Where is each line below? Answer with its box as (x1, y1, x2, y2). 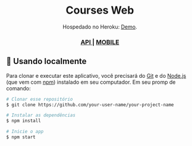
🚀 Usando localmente (6, 56, 87, 66)
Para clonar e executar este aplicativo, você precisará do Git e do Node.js (6, 72, 187, 79)
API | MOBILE (80, 38, 119, 46)
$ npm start (6, 134, 36, 140)
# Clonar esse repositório (6, 96, 73, 102)
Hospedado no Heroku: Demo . (62, 23, 137, 30)
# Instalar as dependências (6, 112, 76, 119)
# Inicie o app (6, 129, 44, 135)
